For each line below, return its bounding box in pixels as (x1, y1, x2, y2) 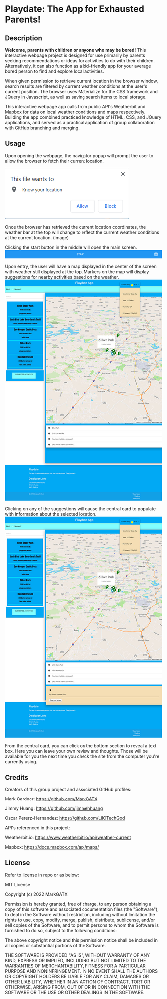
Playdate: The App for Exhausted (5, 3, 144, 15)
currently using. (5, 759, 38, 765)
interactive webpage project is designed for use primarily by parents (5, 52, 145, 58)
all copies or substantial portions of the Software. (5, 942, 106, 948)
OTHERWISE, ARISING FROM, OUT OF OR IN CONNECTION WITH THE (5, 984, 150, 990)
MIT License (5, 881, 31, 887)
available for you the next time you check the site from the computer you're (5, 753, 160, 759)
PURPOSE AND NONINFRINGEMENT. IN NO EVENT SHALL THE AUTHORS (5, 968, 158, 974)
